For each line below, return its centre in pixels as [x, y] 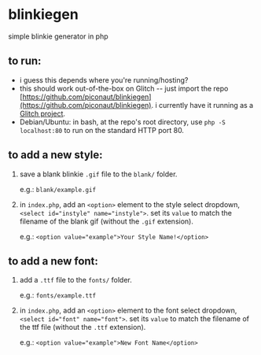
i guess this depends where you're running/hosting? [104, 80]
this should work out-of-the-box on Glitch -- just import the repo [124, 88]
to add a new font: [53, 261]
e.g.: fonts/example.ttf [58, 295]
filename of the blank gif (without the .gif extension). [107, 221]
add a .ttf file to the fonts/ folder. [75, 280]
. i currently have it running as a [202, 105]
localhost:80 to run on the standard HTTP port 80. [102, 130]
